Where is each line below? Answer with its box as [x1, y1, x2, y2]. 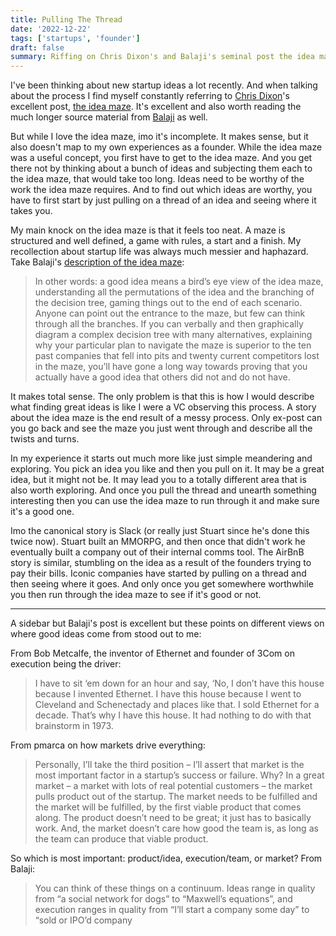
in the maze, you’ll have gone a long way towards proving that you [34, 361, 308, 373]
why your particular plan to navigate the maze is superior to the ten [34, 339, 312, 351]
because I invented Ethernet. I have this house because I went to [34, 688, 302, 700]
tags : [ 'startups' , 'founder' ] [10, 33, 141, 43]
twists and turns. [10, 433, 80, 445]
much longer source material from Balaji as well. [10, 111, 208, 123]
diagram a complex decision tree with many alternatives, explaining [34, 329, 313, 341]
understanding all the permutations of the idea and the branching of [34, 286, 315, 298]
